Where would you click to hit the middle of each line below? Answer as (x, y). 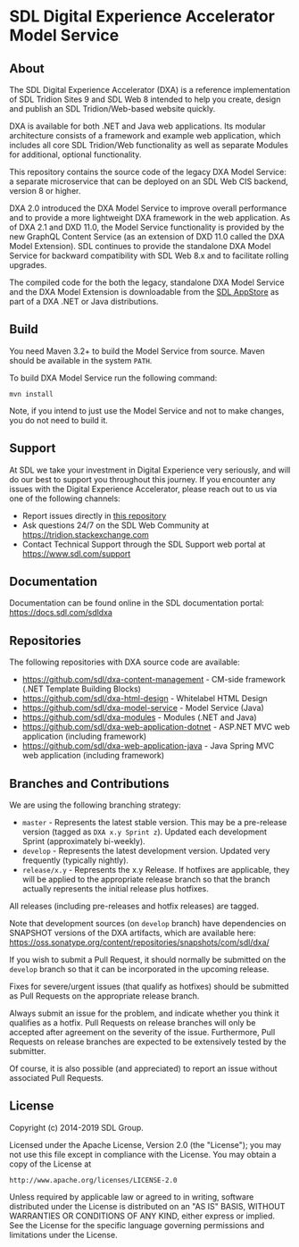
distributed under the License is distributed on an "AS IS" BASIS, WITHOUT (147, 1206)
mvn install (31, 394)
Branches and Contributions (89, 783)
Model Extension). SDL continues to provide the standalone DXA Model (140, 246)
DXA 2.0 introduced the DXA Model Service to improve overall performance (148, 208)
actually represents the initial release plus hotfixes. (115, 889)
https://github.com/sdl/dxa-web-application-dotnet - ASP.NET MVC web (156, 727)
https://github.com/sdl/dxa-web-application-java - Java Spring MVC (148, 746)
